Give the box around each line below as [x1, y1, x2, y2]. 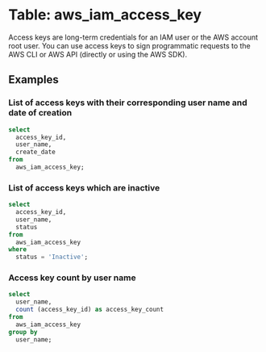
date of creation [8, 107, 73, 119]
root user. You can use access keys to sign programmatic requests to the [8, 40, 251, 50]
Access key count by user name [8, 272, 136, 283]
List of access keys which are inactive [8, 182, 160, 193]
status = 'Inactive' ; [15, 253, 89, 262]
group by [8, 328, 38, 336]
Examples [8, 73, 59, 86]
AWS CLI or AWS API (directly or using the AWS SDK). [8, 49, 188, 59]
